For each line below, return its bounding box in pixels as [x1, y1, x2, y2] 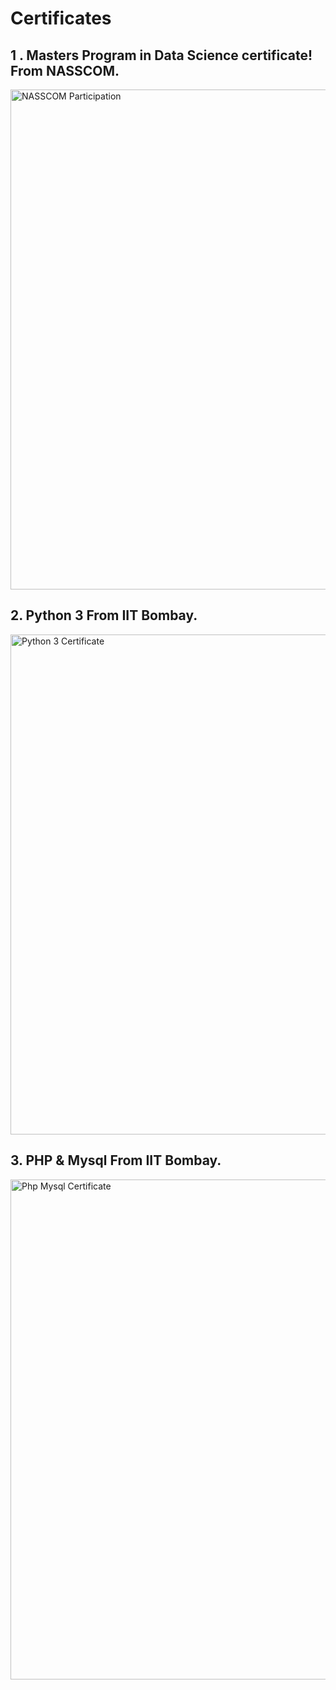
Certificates [10, 7, 112, 30]
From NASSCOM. [10, 62, 120, 79]
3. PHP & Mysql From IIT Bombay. [10, 1152, 222, 1169]
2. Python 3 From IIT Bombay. [10, 607, 198, 624]
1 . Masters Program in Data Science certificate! [10, 47, 313, 64]
